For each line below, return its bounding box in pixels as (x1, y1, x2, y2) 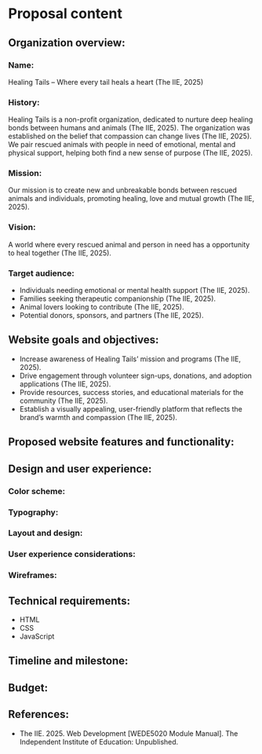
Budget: (8, 681, 49, 694)
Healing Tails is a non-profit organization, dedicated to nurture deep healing (8, 115, 253, 124)
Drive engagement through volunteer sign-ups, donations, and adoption (19, 371, 253, 380)
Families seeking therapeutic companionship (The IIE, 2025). (19, 294, 217, 303)
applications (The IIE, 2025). (19, 379, 111, 389)
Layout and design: (8, 528, 83, 539)
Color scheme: (8, 485, 65, 496)
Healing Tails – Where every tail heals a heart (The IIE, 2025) (8, 77, 204, 86)
